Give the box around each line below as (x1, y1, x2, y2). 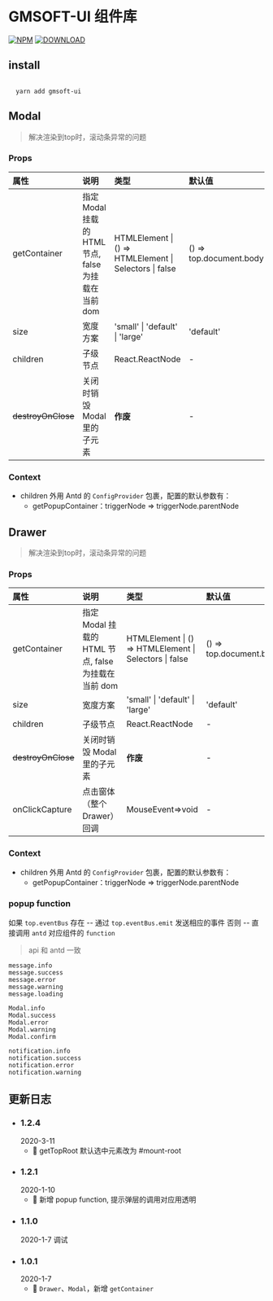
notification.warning (8, 1068, 82, 1076)
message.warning (8, 983, 63, 991)
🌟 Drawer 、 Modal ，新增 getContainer (32, 1284, 154, 1294)
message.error (8, 975, 57, 983)
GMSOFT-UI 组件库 (8, 7, 137, 26)
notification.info (8, 1047, 71, 1055)
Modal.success (8, 1011, 57, 1019)
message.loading (8, 990, 63, 998)
